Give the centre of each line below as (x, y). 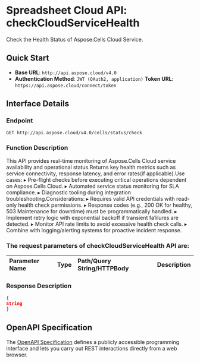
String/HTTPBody (103, 269)
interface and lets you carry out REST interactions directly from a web (92, 348)
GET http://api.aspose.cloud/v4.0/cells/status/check (74, 133)
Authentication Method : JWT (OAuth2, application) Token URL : (94, 78)
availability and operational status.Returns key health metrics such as (91, 167)
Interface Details (38, 104)
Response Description (39, 286)
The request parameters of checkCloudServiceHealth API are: (98, 245)
